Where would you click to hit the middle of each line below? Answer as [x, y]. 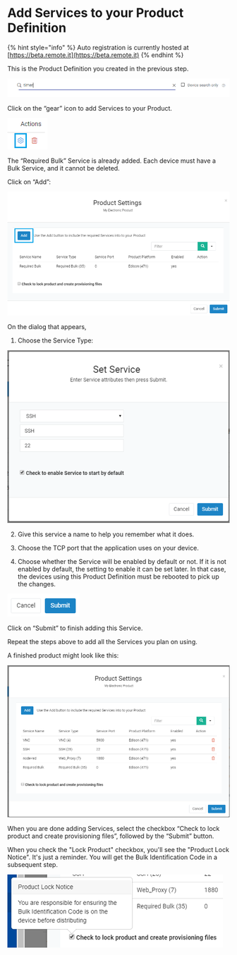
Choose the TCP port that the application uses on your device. [108, 548]
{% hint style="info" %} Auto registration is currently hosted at [98, 47]
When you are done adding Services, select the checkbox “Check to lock [114, 829]
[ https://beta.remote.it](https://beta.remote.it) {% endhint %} [96, 55]
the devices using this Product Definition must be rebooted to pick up [119, 577]
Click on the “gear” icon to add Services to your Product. [90, 109]
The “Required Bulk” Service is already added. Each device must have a [112, 161]
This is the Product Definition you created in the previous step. [98, 68]
